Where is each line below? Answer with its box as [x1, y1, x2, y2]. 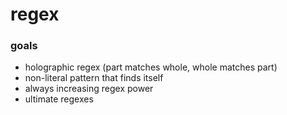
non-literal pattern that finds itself [24, 72, 164, 84]
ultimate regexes [24, 93, 94, 105]
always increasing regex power [24, 83, 154, 95]
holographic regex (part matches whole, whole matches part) [24, 61, 278, 73]
